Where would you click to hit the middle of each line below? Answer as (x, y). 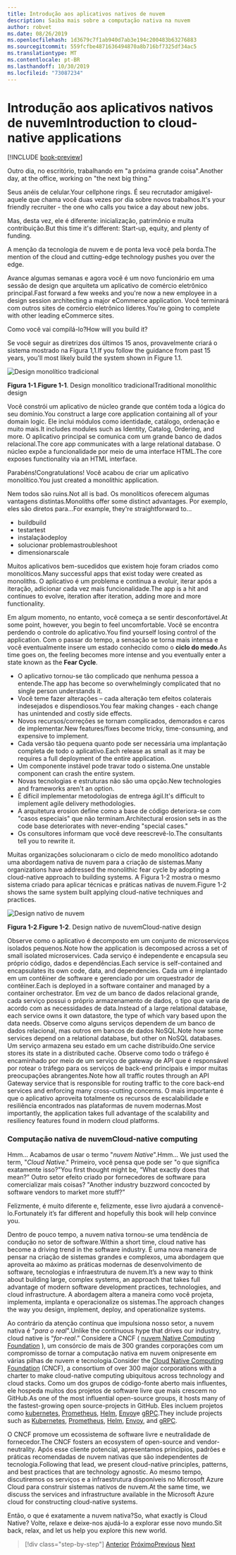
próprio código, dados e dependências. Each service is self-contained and (115, 963)
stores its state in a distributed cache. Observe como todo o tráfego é (108, 1053)
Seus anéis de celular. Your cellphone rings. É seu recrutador (95, 192)
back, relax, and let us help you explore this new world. (87, 1530)
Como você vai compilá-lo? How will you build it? (77, 330)
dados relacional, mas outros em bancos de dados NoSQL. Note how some (116, 1031)
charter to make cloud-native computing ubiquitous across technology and (116, 1375)
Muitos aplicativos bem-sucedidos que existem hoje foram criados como (113, 566)
